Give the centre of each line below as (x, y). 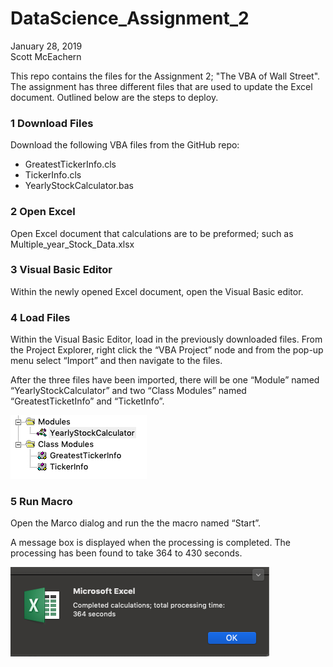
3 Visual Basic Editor (61, 270)
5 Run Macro (41, 502)
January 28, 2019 (46, 46)
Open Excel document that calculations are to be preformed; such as (152, 233)
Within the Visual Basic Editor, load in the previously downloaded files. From (166, 339)
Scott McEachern (46, 56)
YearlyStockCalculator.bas (79, 186)
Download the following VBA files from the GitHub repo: (125, 145)
